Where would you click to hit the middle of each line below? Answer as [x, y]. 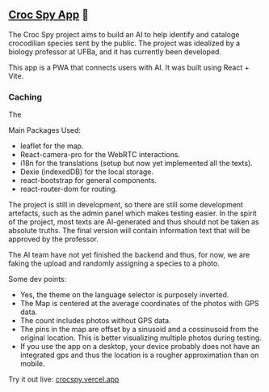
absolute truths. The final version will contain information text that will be [129, 231]
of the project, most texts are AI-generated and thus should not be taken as [134, 222]
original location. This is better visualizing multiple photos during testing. [141, 338]
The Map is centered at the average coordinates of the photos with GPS [140, 304]
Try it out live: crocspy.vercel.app [64, 379]
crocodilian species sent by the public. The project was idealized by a [124, 43]
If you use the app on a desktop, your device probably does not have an [140, 347]
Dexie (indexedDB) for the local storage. [87, 172]
